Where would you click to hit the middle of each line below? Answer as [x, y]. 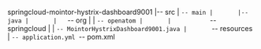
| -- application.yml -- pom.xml [62, 37]
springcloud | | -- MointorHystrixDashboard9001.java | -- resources [130, 28]
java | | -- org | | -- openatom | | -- [112, 20]
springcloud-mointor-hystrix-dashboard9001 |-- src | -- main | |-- [128, 12]
